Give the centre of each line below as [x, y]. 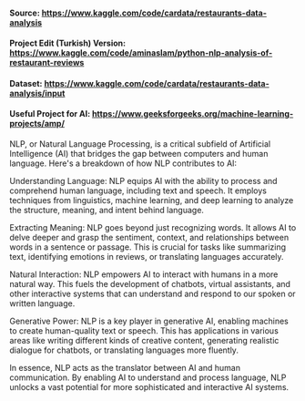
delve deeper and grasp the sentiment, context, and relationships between [149, 237]
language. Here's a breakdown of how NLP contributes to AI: [123, 163]
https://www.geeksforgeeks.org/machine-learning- [193, 114]
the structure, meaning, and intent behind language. [107, 210]
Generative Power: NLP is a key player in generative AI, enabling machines [149, 321]
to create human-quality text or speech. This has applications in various [144, 330]
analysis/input [37, 93]
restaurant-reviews [47, 63]
